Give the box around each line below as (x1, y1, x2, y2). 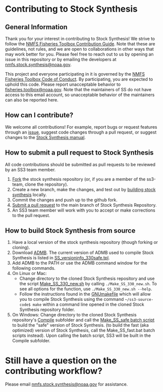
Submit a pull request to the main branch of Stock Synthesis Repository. (12, 202, 157, 208)
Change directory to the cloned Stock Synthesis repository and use (19, 275, 155, 281)
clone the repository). (24, 181, 68, 187)
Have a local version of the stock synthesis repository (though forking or (12, 239, 158, 245)
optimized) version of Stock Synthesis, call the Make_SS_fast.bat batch (12, 328, 155, 333)
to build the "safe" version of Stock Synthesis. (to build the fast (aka (12, 322, 149, 328)
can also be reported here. (5, 97, 59, 103)
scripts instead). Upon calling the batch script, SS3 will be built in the (12, 333, 151, 338)
